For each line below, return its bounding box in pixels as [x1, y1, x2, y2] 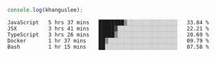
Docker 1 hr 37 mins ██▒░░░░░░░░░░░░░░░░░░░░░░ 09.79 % [7, 37, 210, 44]
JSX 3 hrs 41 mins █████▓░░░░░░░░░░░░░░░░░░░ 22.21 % [7, 25, 210, 32]
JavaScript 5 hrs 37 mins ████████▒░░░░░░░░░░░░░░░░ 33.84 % [7, 19, 210, 26]
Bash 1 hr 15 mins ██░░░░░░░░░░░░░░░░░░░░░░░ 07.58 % [7, 43, 210, 50]
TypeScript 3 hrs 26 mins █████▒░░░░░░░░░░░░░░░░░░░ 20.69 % [7, 31, 210, 38]
